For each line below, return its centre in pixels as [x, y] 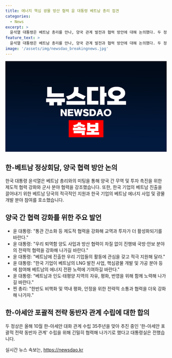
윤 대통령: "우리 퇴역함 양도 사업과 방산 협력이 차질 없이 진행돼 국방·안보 [84, 244]
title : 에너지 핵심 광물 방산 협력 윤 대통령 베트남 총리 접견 [62, 11]
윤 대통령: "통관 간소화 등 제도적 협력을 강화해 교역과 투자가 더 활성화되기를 [87, 231]
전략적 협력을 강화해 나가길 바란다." [53, 250]
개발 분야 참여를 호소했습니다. [35, 200]
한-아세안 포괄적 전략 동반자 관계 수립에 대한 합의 [78, 313]
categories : [18, 16]
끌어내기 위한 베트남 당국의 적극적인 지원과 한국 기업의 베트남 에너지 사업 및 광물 [85, 194]
